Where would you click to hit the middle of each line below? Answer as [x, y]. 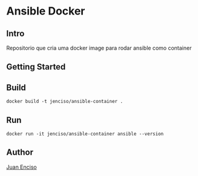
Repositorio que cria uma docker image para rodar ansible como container [99, 48]
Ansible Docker [46, 11]
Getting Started [36, 67]
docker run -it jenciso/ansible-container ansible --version [85, 134]
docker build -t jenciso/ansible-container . [64, 102]
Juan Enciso [22, 167]
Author [20, 152]
